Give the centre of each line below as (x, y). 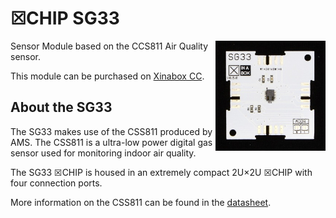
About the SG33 (61, 107)
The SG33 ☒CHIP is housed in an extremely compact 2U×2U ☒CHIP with (161, 172)
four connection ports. (56, 183)
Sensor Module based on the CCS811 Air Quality (109, 46)
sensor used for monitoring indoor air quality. (103, 153)
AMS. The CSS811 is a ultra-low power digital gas (111, 142)
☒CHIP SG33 (65, 18)
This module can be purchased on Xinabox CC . (107, 76)
